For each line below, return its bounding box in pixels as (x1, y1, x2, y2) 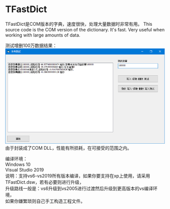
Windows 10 (5, 161, 31, 168)
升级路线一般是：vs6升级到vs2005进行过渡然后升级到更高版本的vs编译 (5, 186, 153, 192)
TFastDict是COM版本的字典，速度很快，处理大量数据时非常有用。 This (5, 21, 153, 27)
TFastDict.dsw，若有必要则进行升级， (5, 179, 84, 185)
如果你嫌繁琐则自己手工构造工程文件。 (5, 198, 85, 204)
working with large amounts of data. (5, 32, 80, 38)
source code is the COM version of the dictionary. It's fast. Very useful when (5, 26, 165, 32)
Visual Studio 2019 (5, 167, 44, 173)
